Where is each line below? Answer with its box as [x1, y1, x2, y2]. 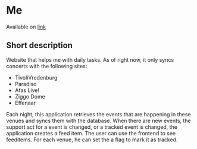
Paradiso [14, 80, 37, 87]
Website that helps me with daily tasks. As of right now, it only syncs [6, 56, 174, 63]
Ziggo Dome [14, 93, 46, 100]
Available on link [6, 23, 46, 30]
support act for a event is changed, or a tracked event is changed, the [6, 123, 177, 131]
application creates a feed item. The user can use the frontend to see [6, 129, 176, 137]
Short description [6, 40, 73, 50]
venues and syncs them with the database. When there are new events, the [6, 117, 192, 124]
